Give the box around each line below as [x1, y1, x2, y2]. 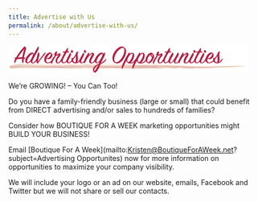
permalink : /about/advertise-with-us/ [8, 21, 138, 30]
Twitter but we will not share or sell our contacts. [8, 186, 170, 196]
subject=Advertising [8, 153, 76, 163]
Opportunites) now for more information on [76, 153, 219, 163]
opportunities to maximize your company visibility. [8, 162, 175, 171]
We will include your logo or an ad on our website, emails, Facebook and [8, 177, 248, 187]
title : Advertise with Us [8, 13, 95, 21]
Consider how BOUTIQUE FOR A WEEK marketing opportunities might [8, 121, 240, 130]
